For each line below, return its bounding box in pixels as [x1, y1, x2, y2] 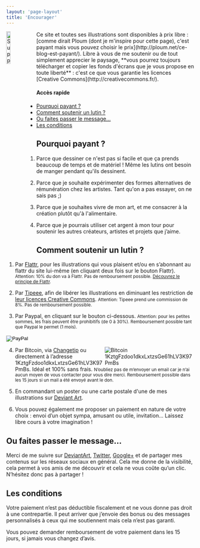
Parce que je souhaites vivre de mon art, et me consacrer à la [36, 203, 187, 210]
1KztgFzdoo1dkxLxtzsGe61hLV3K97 [14, 359, 103, 367]
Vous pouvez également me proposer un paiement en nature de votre [14, 405, 186, 413]
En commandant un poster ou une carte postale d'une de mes [14, 387, 167, 395]
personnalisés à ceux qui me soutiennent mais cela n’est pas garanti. [6, 516, 176, 524]
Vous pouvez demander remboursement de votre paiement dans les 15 [6, 528, 180, 535]
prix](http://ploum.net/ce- [124, 43, 187, 51]
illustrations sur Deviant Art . [14, 394, 84, 401]
